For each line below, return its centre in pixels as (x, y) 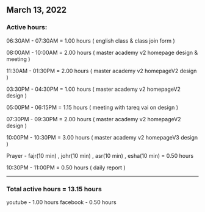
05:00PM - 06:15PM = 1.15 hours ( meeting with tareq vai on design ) (92, 107)
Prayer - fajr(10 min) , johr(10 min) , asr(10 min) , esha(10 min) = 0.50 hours (100, 155)
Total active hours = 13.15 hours (54, 189)
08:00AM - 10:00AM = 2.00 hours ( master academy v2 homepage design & (102, 52)
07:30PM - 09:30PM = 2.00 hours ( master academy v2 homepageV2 (94, 119)
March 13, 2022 (37, 10)
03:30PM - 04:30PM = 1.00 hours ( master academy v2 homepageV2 (94, 89)
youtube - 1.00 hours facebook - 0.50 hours (62, 202)
